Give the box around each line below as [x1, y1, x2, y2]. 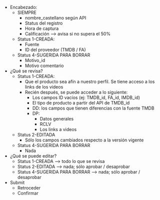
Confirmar [17, 190, 38, 196]
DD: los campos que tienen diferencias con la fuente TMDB [32, 105, 154, 111]
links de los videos [24, 84, 63, 89]
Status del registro [24, 20, 63, 26]
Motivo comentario [24, 62, 64, 68]
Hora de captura [24, 25, 59, 31]
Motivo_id [24, 57, 45, 63]
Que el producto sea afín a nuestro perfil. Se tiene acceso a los [24, 78, 155, 84]
